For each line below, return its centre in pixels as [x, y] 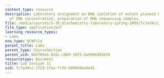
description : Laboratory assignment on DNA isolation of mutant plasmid [81, 14]
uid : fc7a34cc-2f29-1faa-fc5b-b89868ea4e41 [50, 68]
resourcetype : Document [29, 59]
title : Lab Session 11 [28, 63]
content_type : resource [29, 9]
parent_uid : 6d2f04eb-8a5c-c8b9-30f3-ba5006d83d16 [58, 55]
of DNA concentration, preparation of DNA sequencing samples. [75, 18]
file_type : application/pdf [34, 28]
